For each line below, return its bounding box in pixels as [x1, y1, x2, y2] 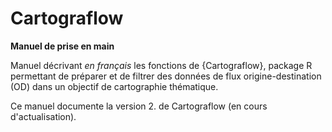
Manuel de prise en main [10, 40, 115, 52]
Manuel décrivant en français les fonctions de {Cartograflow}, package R [10, 59, 313, 71]
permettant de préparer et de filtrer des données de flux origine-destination [10, 70, 322, 82]
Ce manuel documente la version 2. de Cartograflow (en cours [10, 100, 268, 112]
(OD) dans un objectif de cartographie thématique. [10, 80, 219, 92]
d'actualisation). [10, 110, 77, 122]
